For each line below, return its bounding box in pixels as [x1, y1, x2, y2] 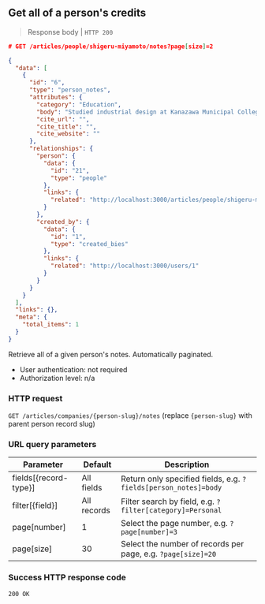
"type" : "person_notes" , [28, 86, 111, 94]
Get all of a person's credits [8, 6, 147, 20]
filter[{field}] [12, 500, 58, 511]
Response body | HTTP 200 [27, 27, 114, 36]
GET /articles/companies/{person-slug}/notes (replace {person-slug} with [8, 411, 252, 420]
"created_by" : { [36, 218, 90, 226]
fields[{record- [12, 472, 69, 483]
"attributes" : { [28, 94, 83, 102]
